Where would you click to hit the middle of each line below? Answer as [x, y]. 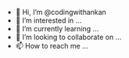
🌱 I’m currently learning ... [57, 29]
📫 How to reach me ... [52, 46]
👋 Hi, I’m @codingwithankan [61, 12]
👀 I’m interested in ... [48, 20]
